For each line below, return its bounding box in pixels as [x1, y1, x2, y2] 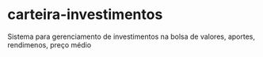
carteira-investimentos [7, 6, 163, 24]
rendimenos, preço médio [7, 40, 92, 49]
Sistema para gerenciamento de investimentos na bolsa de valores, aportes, [7, 32, 255, 41]
